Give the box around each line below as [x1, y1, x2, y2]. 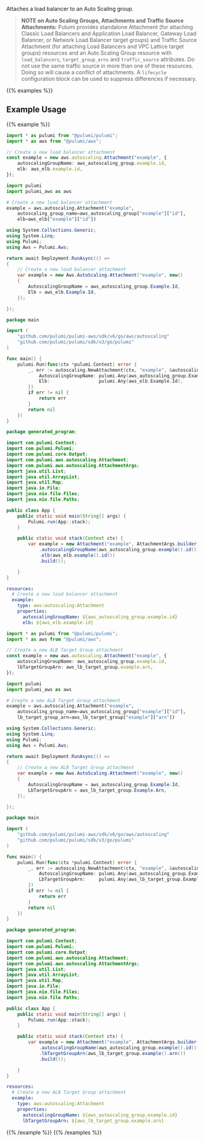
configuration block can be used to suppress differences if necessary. [21, 75, 197, 82]
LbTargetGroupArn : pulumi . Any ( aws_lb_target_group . [38, 876, 183, 883]
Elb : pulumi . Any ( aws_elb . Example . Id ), [38, 378, 183, 385]
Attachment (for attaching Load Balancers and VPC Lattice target [21, 43, 184, 50]
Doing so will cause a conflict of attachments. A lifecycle [21, 69, 167, 75]
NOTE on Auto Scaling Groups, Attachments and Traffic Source [21, 17, 184, 24]
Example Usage [6, 105, 67, 115]
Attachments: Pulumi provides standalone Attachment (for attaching [21, 24, 193, 30]
